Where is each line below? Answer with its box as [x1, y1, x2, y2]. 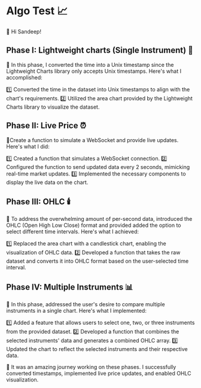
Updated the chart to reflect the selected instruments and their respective [6, 346, 188, 353]
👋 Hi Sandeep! [6, 27, 42, 35]
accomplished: [6, 73, 43, 81]
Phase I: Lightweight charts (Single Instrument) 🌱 [6, 45, 193, 56]
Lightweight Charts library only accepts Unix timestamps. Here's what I [6, 67, 181, 75]
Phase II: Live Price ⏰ [6, 121, 87, 131]
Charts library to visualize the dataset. [6, 103, 100, 110]
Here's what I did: [6, 143, 50, 150]
